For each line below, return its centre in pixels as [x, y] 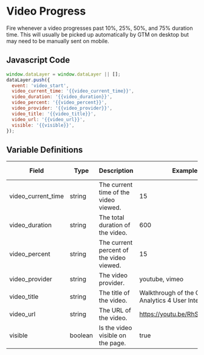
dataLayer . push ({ [28, 80]
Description [116, 170]
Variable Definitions [45, 149]
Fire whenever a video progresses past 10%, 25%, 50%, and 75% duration [100, 28]
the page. [113, 343]
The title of [114, 293]
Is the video [116, 328]
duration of [115, 225]
